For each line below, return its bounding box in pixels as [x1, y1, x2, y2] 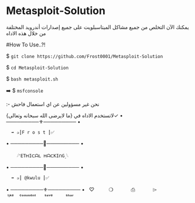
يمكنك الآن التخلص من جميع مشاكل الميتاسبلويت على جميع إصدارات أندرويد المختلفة [6, 23, 189, 31]
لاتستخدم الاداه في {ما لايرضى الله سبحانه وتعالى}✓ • [6, 111, 123, 119]
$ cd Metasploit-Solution [6, 63, 69, 71]
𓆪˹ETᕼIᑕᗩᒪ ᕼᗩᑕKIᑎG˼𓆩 [16, 153, 69, 159]
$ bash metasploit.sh [6, 75, 59, 82]
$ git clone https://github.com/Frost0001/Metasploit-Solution [6, 52, 163, 59]
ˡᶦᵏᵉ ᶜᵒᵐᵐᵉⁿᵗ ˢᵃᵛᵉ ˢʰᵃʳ [7, 192, 74, 200]
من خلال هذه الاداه [6, 29, 46, 36]
